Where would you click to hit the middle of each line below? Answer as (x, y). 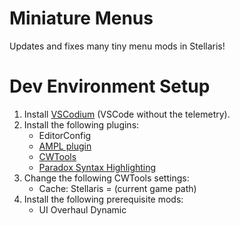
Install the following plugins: (81, 124)
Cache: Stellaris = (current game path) (117, 188)
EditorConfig (65, 135)
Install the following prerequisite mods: (103, 199)
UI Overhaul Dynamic (82, 209)
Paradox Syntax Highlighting (97, 167)
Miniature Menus (81, 18)
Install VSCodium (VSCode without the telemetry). (127, 114)
